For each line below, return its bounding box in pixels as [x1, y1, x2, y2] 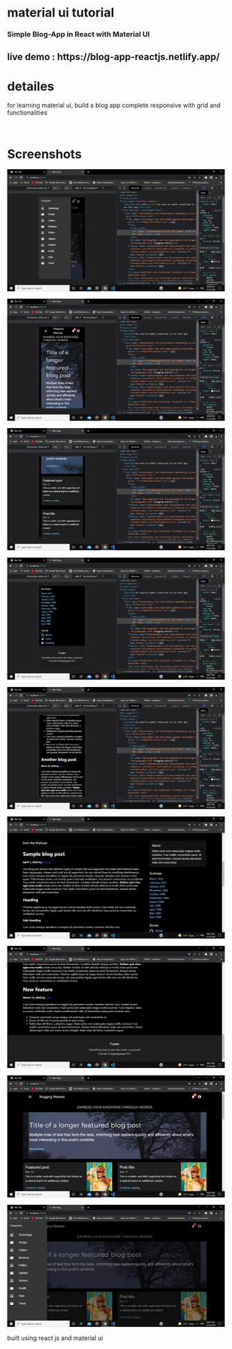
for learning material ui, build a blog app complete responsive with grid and [7, 101, 221, 110]
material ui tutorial [7, 5, 115, 21]
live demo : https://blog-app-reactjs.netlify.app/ [7, 50, 220, 63]
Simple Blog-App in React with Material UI [7, 30, 151, 39]
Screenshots [7, 146, 82, 162]
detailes [7, 78, 55, 94]
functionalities [7, 108, 48, 117]
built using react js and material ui [7, 1334, 104, 1342]
